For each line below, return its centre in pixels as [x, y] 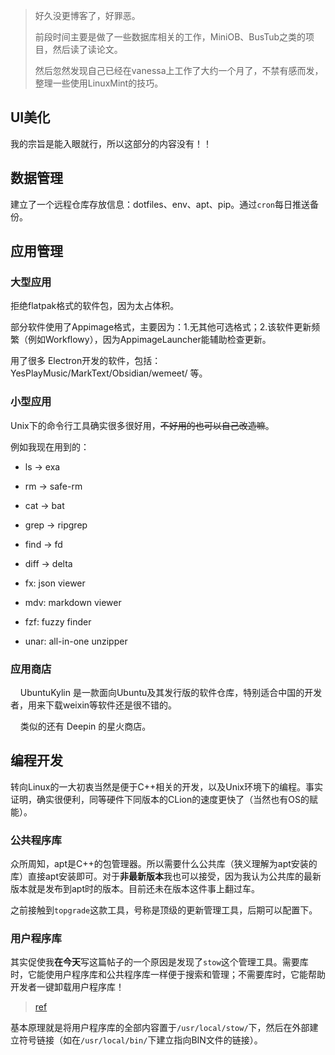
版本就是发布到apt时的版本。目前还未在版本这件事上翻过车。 [135, 889]
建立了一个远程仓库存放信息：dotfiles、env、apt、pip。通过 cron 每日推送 [160, 204]
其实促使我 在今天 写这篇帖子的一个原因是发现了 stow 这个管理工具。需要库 [159, 962]
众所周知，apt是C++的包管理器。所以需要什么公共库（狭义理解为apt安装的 [164, 864]
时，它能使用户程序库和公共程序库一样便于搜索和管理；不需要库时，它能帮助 [168, 975]
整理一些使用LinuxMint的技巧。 [99, 83]
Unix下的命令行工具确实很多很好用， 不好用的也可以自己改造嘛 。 [142, 425]
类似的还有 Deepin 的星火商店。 [85, 726]
